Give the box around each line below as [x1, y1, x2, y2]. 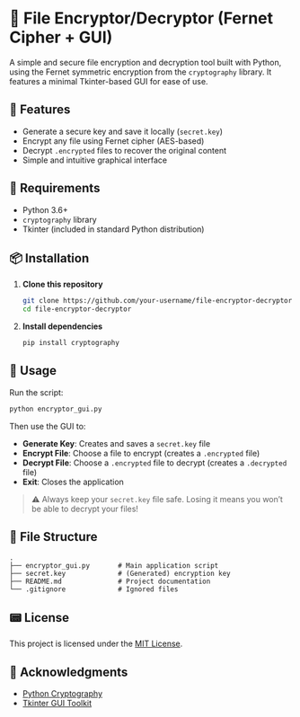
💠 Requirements [9, 181, 101, 196]
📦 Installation [9, 251, 90, 266]
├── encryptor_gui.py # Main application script [9, 561, 219, 570]
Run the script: [9, 386, 64, 398]
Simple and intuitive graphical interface [22, 155, 168, 165]
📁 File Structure [9, 529, 98, 544]
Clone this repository [22, 279, 103, 290]
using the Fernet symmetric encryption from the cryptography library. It [9, 66, 272, 77]
